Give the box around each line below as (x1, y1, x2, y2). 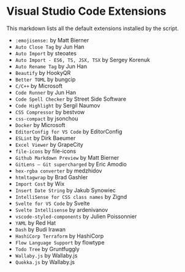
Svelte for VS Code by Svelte (15, 200, 90, 207)
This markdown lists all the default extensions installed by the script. (6, 25, 179, 32)
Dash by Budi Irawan (15, 225, 66, 233)
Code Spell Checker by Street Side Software (15, 95, 127, 103)
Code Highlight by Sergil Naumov (15, 101, 100, 109)
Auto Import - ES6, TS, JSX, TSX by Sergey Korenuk (15, 56, 150, 63)
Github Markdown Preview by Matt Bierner (15, 153, 119, 161)
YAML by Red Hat (15, 219, 56, 227)
